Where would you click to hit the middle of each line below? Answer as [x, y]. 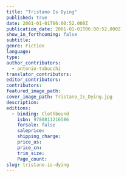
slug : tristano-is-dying [38, 165]
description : [23, 102]
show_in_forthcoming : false [42, 35]
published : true [27, 18]
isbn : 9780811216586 [43, 119]
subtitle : [19, 40]
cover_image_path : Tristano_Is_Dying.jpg [60, 97]
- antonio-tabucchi [36, 68]
